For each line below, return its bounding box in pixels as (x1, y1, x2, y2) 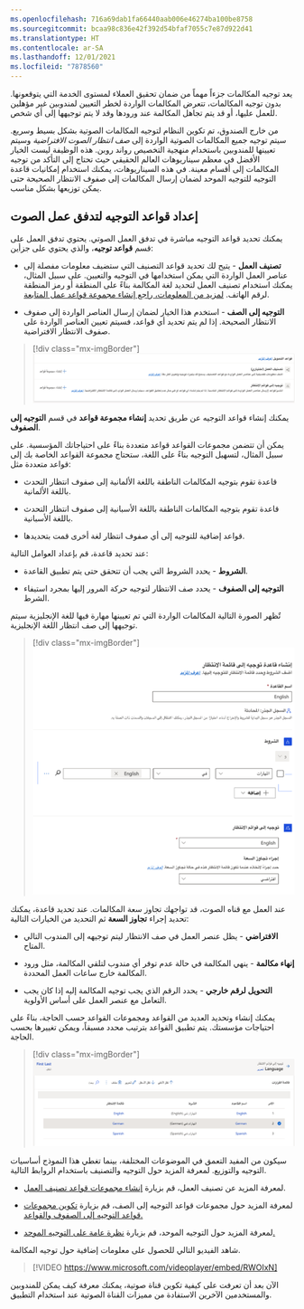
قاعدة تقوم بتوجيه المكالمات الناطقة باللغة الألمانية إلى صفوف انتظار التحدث (23, 476, 278, 487)
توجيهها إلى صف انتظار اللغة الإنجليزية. (10, 620, 138, 631)
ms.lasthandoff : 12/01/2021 (10, 52, 116, 62)
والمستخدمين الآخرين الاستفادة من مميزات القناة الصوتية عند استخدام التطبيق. (10, 1289, 272, 1300)
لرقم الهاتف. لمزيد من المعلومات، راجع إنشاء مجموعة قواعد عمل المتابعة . (23, 289, 270, 299)
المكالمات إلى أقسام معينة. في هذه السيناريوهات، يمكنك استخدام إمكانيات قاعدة (10, 164, 279, 174)
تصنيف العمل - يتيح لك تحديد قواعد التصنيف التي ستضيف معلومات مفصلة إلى (23, 260, 282, 270)
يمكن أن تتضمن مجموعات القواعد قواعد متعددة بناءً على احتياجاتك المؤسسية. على (10, 439, 285, 450)
